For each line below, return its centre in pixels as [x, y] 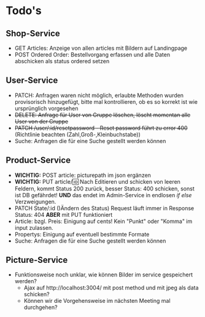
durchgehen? [41, 307]
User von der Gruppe [41, 121]
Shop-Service [33, 33]
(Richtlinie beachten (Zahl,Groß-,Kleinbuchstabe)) [77, 134]
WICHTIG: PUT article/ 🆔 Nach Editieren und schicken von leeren [97, 181]
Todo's [24, 11]
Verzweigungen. [35, 202]
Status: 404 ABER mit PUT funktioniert [64, 214]
